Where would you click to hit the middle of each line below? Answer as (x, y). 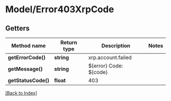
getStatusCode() (28, 80)
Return (69, 43)
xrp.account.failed (110, 57)
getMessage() (25, 69)
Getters (18, 28)
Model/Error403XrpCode (60, 9)
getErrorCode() (27, 57)
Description (116, 46)
